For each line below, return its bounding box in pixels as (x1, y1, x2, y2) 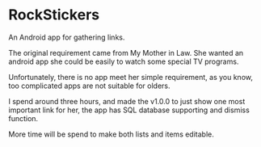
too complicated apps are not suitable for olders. (8, 81, 171, 90)
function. (8, 113, 39, 123)
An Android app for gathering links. (8, 32, 125, 42)
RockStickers (8, 6, 99, 24)
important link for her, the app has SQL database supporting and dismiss (8, 105, 250, 115)
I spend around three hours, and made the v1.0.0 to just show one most (8, 96, 246, 106)
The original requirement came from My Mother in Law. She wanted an (8, 48, 244, 57)
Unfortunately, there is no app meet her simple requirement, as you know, (8, 72, 253, 82)
